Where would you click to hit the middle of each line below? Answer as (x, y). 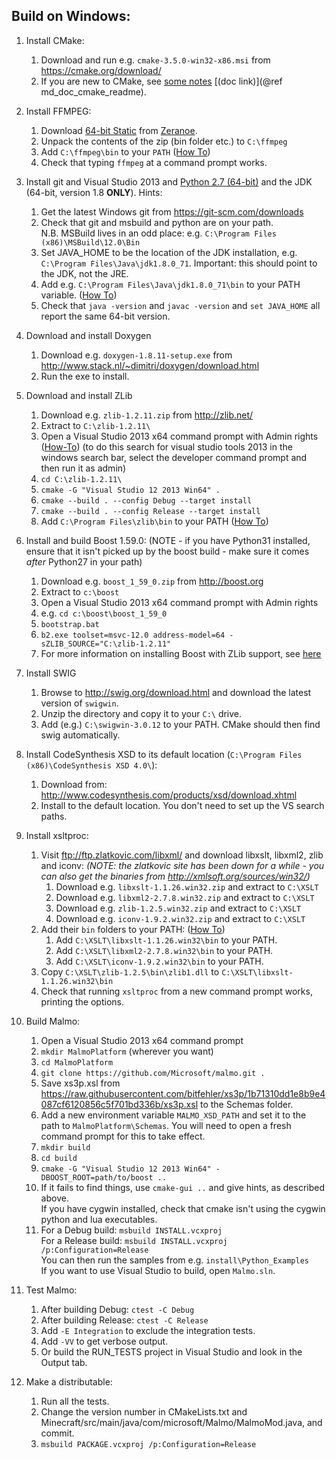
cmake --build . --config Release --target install (150, 511)
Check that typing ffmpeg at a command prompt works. (154, 162)
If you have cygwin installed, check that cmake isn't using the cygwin (183, 1208)
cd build (59, 1158)
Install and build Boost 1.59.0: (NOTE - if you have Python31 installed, (168, 540)
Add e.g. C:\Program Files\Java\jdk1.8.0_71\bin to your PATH (170, 284)
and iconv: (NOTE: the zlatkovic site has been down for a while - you (182, 865)
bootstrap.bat (70, 624)
